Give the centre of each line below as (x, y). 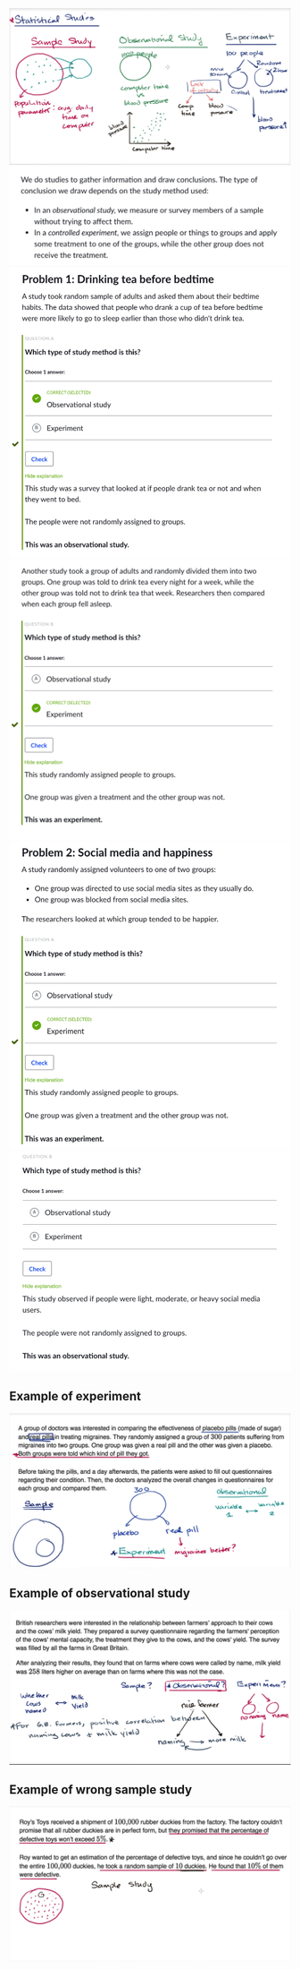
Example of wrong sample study (101, 1789)
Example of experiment (75, 1396)
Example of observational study (100, 1593)
